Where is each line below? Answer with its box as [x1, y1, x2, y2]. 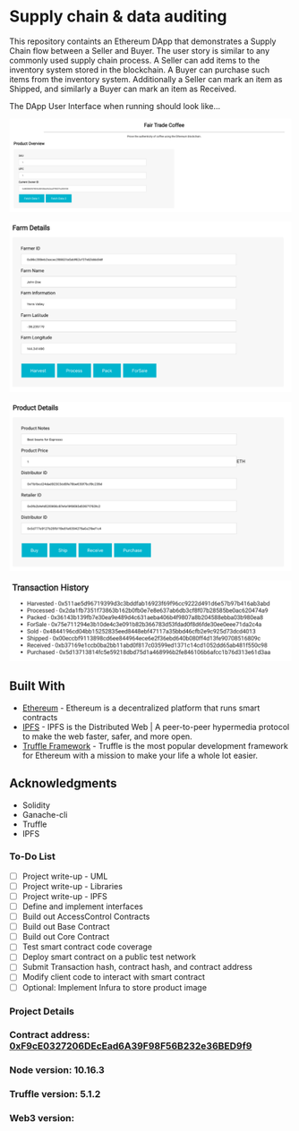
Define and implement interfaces [21, 901, 143, 912]
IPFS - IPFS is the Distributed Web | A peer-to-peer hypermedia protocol [21, 721, 290, 732]
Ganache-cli [21, 809, 68, 820]
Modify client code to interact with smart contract [21, 972, 206, 982]
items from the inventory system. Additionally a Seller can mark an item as [9, 73, 283, 84]
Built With [9, 678, 65, 694]
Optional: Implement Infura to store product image [21, 982, 208, 992]
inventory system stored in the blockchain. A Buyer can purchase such [9, 64, 270, 75]
